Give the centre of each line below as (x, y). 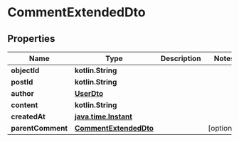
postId (22, 82)
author (22, 93)
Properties (31, 39)
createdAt (28, 116)
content (25, 105)
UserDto (89, 93)
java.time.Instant (103, 116)
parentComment (39, 128)
